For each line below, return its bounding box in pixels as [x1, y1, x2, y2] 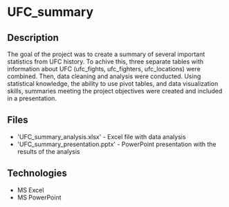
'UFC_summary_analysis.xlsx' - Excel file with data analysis [17, 132, 186, 141]
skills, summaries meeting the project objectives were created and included [7, 87, 223, 95]
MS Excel [17, 186, 44, 194]
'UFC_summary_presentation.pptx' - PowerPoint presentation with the [17, 140, 217, 148]
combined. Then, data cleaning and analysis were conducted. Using [7, 72, 201, 80]
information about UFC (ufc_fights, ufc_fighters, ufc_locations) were [7, 65, 201, 73]
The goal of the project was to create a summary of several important [7, 50, 205, 58]
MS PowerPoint [17, 193, 62, 201]
